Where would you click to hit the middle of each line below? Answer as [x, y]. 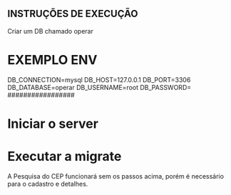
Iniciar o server [53, 124]
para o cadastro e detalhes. [48, 184]
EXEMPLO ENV [52, 60]
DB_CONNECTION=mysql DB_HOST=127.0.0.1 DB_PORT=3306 [99, 79]
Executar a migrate [65, 157]
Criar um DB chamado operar [51, 31]
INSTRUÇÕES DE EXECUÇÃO [73, 14]
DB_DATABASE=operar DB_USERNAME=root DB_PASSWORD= [99, 87]
